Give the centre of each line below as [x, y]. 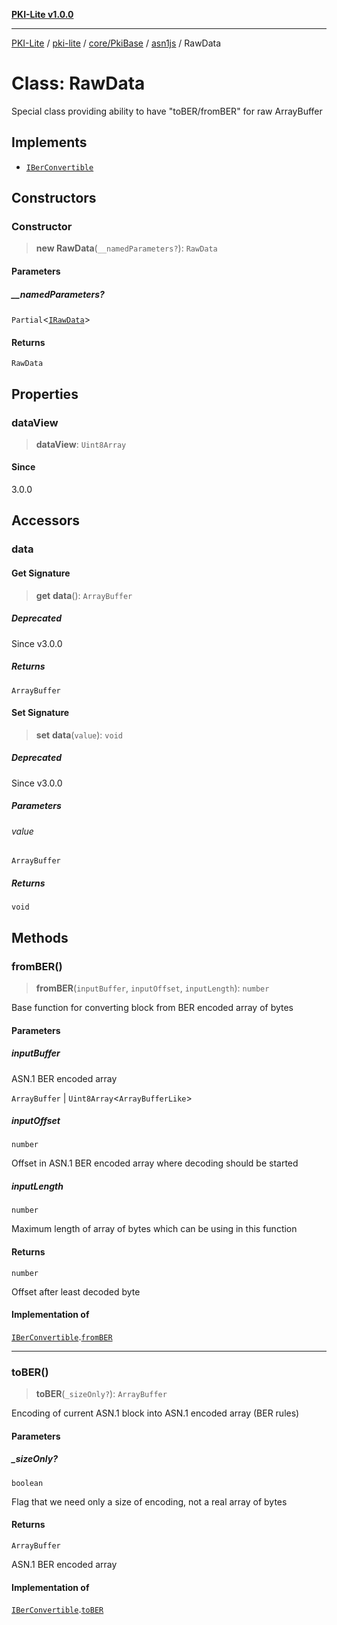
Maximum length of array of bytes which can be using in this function [154, 1229]
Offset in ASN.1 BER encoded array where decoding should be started [155, 1163]
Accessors [46, 520]
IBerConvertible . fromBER [62, 1336]
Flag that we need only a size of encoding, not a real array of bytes [149, 1501]
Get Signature [41, 573]
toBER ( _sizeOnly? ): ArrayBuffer [101, 1394]
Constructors [54, 198]
